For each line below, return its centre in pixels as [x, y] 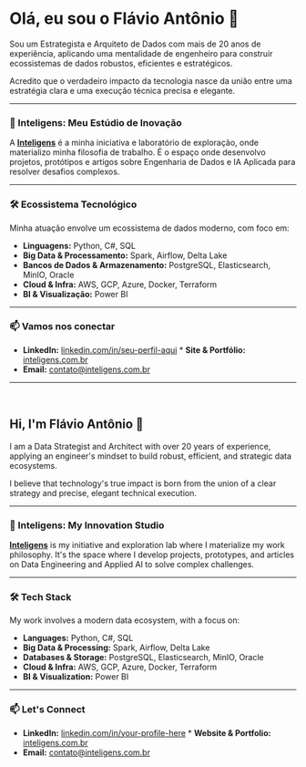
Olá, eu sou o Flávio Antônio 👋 [124, 19]
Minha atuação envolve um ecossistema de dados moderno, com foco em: [149, 228]
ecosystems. [33, 465]
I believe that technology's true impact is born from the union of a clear [143, 483]
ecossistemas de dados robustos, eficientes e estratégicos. [121, 63]
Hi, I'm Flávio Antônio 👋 [76, 425]
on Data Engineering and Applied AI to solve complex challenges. [132, 564]
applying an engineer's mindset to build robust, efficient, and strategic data [151, 456]
